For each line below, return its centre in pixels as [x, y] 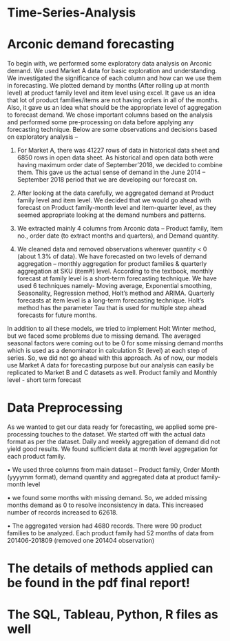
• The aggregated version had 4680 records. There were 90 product [104, 526]
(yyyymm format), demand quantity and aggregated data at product [103, 477]
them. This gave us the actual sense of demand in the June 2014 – [111, 172]
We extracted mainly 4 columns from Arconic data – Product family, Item [120, 229]
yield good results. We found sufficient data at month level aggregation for [113, 449]
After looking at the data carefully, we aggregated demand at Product [115, 193]
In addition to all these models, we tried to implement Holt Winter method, [112, 329]
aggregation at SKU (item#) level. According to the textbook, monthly [115, 271]
